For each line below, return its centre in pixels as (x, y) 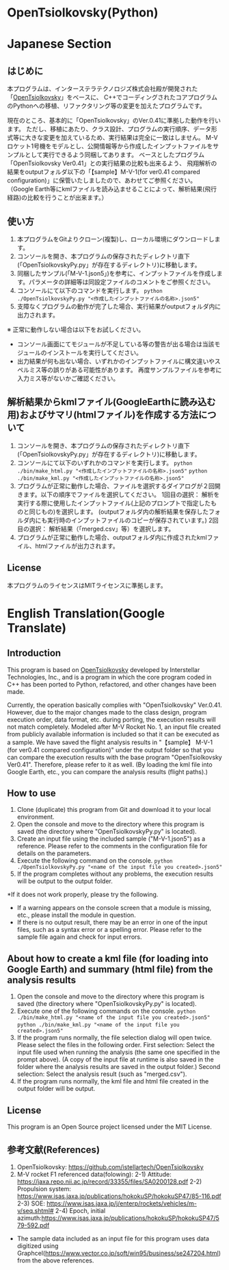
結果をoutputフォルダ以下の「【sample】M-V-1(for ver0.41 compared (104, 172)
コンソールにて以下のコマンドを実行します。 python (90, 290)
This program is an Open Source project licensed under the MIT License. (109, 1127)
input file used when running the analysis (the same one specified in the (118, 1052)
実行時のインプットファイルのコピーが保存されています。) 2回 (133, 520)
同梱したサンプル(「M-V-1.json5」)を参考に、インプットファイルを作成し (117, 273)
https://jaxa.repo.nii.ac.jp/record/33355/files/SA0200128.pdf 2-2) (109, 1182)
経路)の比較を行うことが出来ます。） (57, 197)
